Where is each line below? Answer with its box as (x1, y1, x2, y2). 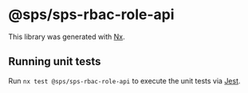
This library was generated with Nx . (8, 32, 125, 41)
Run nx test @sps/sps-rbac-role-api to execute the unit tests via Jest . (8, 76, 241, 85)
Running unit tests (8, 55, 101, 68)
